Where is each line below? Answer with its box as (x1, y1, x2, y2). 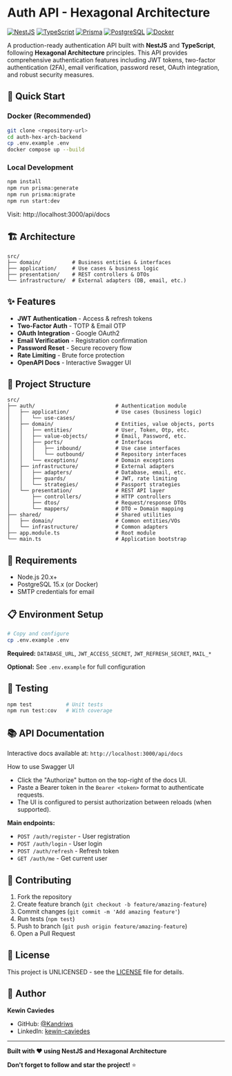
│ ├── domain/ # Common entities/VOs (7, 517, 181, 525)
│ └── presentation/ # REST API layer (7, 488, 166, 494)
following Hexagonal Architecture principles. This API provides (7, 48, 188, 57)
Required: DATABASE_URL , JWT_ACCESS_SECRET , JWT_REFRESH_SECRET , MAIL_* (7, 649, 212, 658)
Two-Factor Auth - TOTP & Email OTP (17, 322, 126, 330)
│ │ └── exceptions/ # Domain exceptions (7, 457, 175, 464)
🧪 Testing (7, 683, 49, 694)
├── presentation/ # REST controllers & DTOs (7, 271, 150, 278)
